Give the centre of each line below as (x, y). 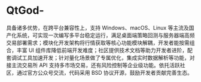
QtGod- (25, 10)
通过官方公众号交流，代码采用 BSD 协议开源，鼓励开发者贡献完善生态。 (105, 72)
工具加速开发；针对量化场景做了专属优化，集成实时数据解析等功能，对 (108, 57)
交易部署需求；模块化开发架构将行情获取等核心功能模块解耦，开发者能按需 (98, 42)
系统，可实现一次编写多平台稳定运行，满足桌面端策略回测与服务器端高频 (106, 35)
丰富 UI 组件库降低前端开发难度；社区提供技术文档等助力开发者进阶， (102, 50)
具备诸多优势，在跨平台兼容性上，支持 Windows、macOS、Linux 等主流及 (98, 28)
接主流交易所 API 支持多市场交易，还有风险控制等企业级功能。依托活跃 (93, 65)
